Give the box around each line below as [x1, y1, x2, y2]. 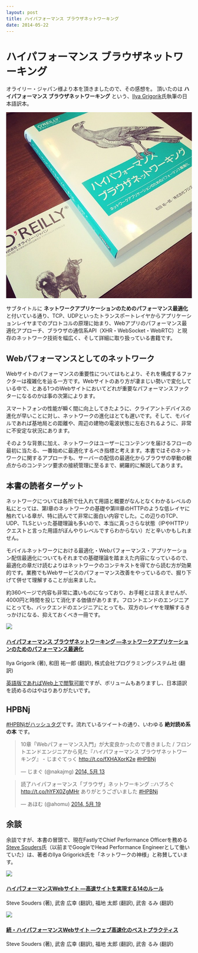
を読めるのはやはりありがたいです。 [6, 687, 94, 694]
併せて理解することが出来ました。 [16, 576, 99, 583]
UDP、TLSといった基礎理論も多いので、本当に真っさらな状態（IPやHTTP [6, 520, 184, 527]
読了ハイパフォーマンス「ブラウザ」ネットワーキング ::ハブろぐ [20, 780, 175, 788]
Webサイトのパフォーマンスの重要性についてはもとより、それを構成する [6, 370, 181, 377]
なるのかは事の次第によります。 [21, 393, 98, 400]
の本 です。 [6, 728, 34, 735]
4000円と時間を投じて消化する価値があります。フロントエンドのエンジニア [6, 596, 190, 603]
